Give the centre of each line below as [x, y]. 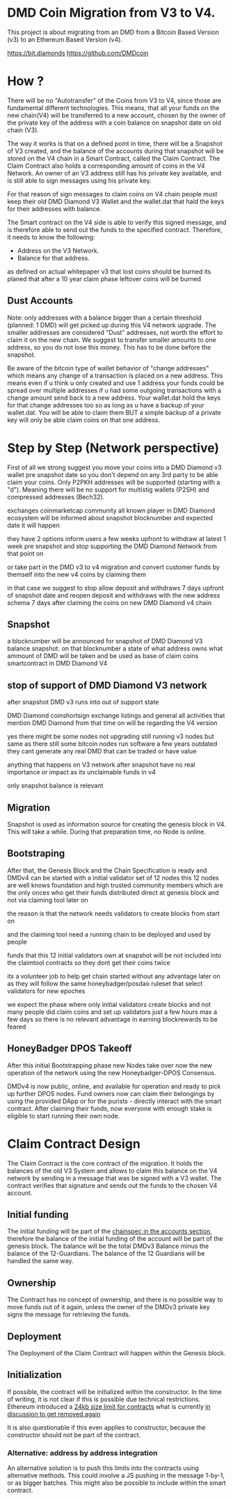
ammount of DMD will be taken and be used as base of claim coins [103, 656]
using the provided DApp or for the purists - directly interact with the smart [114, 1101]
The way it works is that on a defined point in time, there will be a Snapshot [115, 143]
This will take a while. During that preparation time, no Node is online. [107, 832]
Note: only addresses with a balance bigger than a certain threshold [104, 318]
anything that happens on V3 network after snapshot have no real [101, 765]
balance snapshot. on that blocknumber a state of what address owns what [115, 648]
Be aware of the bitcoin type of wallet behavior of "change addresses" [108, 368]
